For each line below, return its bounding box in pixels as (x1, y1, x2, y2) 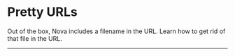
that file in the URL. (7, 34, 63, 42)
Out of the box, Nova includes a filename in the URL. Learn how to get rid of (7, 27, 226, 35)
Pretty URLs (7, 4, 78, 20)
